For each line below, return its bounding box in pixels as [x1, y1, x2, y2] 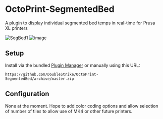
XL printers [5, 25, 28, 31]
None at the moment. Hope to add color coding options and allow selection [5, 103, 159, 109]
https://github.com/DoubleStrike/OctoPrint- [5, 72, 99, 77]
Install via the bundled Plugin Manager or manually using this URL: [5, 62, 140, 68]
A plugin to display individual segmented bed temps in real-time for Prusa [5, 20, 155, 26]
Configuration [5, 90, 50, 98]
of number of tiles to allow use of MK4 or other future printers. [5, 108, 133, 114]
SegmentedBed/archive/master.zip [5, 76, 74, 81]
